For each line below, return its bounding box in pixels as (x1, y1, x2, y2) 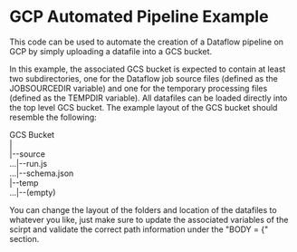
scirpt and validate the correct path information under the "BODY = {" (9, 224, 269, 235)
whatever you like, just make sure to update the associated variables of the (9, 214, 289, 225)
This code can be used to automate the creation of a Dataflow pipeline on (9, 36, 283, 47)
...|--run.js (9, 158, 48, 169)
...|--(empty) (9, 187, 56, 198)
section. (9, 233, 40, 244)
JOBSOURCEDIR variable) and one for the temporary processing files (9, 82, 268, 93)
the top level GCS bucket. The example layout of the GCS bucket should (9, 102, 278, 112)
